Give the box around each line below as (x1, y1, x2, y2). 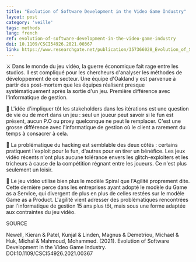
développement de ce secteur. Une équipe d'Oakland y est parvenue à (6, 75, 176, 82)
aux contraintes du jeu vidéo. (6, 208, 76, 215)
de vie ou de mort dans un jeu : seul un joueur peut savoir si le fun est (6, 111, 174, 118)
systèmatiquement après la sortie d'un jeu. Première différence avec (6, 87, 170, 94)
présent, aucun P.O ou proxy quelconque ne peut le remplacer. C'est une (6, 118, 181, 125)
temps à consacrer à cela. (6, 130, 69, 137)
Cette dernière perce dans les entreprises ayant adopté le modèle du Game (6, 184, 187, 191)
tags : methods (6, 25, 41, 31)
